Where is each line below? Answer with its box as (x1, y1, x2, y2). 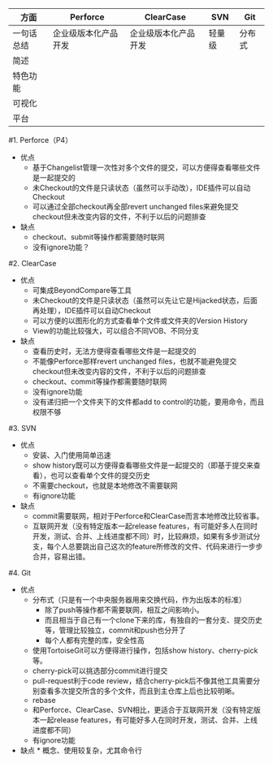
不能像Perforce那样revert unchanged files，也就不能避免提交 (32, 356, 237, 366)
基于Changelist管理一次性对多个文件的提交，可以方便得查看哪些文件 (32, 162, 261, 172)
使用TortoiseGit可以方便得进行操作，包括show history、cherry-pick (32, 645, 258, 655)
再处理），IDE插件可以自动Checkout (32, 306, 152, 315)
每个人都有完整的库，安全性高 (44, 636, 145, 644)
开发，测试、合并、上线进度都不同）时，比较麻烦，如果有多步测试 (32, 532, 253, 541)
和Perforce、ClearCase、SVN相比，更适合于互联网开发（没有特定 (32, 705, 254, 714)
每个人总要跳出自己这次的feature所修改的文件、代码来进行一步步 (46, 541, 263, 551)
